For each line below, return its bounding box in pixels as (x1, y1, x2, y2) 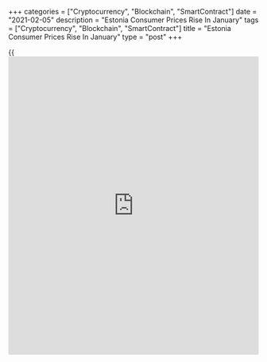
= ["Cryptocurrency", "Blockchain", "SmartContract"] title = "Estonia (8, 24, 232, 33)
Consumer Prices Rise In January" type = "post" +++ (8, 32, 183, 41)
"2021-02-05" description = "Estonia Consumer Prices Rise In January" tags (8, 15, 259, 25)
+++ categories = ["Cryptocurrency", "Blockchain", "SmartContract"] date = (8, 7, 257, 16)
